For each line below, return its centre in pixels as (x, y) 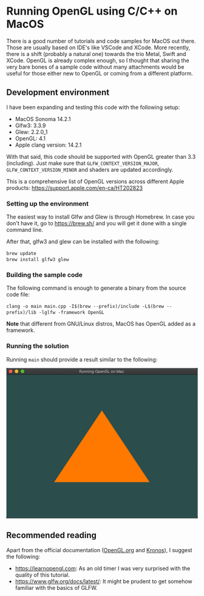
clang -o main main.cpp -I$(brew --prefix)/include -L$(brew (85, 307)
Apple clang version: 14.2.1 (48, 145)
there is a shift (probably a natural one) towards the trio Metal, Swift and (96, 54)
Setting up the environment (48, 203)
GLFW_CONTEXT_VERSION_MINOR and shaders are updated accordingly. (90, 169)
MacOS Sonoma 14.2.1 (43, 119)
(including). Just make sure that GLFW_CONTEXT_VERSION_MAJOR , (83, 163)
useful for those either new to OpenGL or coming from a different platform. (100, 73)
